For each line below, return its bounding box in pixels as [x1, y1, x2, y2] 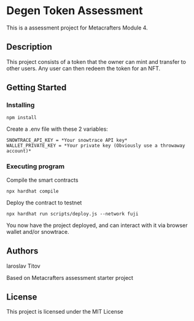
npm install [6, 115, 37, 121]
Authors [6, 246, 39, 257]
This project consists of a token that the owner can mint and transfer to [6, 58, 186, 65]
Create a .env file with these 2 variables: [6, 125, 109, 133]
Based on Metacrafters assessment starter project [6, 274, 134, 281]
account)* [6, 148, 32, 154]
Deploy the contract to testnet [6, 199, 82, 206]
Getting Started [6, 82, 67, 93]
